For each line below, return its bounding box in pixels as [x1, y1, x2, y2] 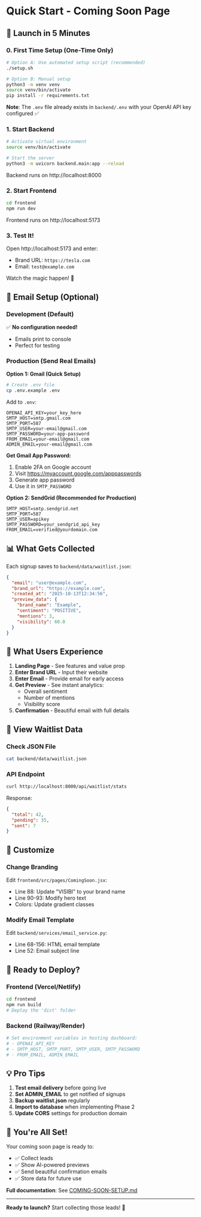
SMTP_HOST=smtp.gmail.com [6, 415, 71, 421]
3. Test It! [6, 231, 34, 240]
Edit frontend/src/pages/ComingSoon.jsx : [6, 876, 108, 884]
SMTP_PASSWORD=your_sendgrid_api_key [6, 522, 100, 528]
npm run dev [6, 205, 36, 212]
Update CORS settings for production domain [14, 1110, 127, 1117]
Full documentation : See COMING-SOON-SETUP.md [6, 1187, 138, 1194]
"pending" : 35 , [11, 817, 50, 823]
